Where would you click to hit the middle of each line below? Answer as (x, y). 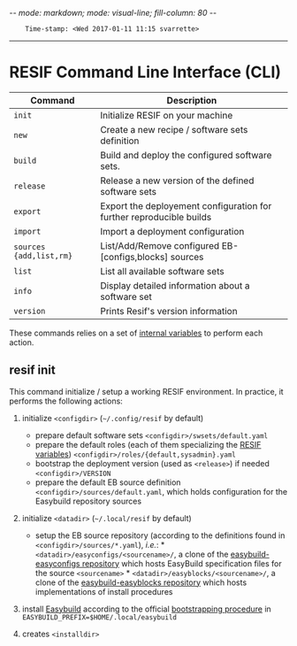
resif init (32, 370)
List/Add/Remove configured (160, 245)
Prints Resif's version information (169, 311)
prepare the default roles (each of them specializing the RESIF (148, 444)
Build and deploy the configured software (186, 155)
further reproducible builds (156, 217)
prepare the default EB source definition (108, 482)
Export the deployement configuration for (186, 205)
